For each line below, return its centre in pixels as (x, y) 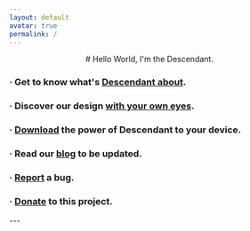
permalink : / (33, 34)
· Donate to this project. (61, 201)
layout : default (39, 17)
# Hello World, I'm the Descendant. (149, 60)
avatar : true (33, 26)
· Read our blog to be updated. (76, 154)
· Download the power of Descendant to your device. (125, 130)
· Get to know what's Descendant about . (98, 83)
